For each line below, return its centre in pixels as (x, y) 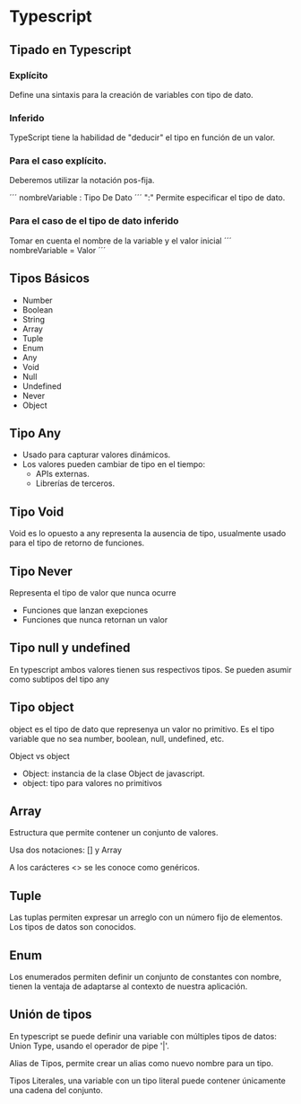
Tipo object (42, 707)
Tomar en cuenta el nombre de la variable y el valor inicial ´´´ (120, 241)
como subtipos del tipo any (60, 679)
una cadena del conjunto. (56, 1090)
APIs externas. (62, 474)
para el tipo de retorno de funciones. (77, 543)
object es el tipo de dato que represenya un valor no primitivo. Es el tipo (142, 729)
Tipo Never (41, 571)
